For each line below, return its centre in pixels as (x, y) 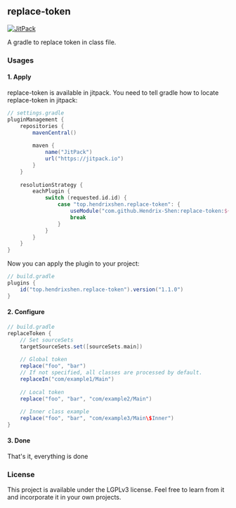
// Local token (42, 392)
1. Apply (19, 77)
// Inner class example (55, 412)
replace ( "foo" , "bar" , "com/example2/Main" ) (86, 399)
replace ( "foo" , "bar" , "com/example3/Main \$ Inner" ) (97, 418)
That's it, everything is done (48, 457)
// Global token (44, 360)
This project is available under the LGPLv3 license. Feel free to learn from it (116, 490)
